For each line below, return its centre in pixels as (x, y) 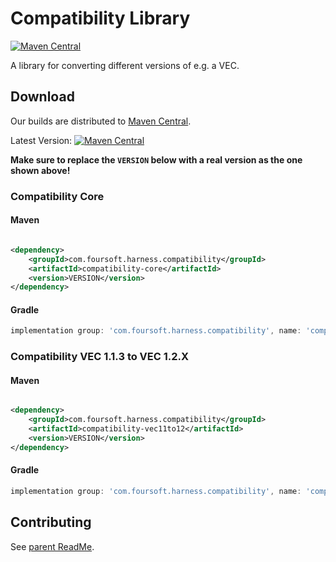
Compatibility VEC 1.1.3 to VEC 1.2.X (100, 357)
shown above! (40, 170)
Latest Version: (41, 140)
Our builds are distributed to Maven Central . (101, 121)
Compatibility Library (100, 18)
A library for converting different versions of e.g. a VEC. (125, 65)
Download (42, 97)
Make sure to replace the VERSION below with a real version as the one (156, 159)
